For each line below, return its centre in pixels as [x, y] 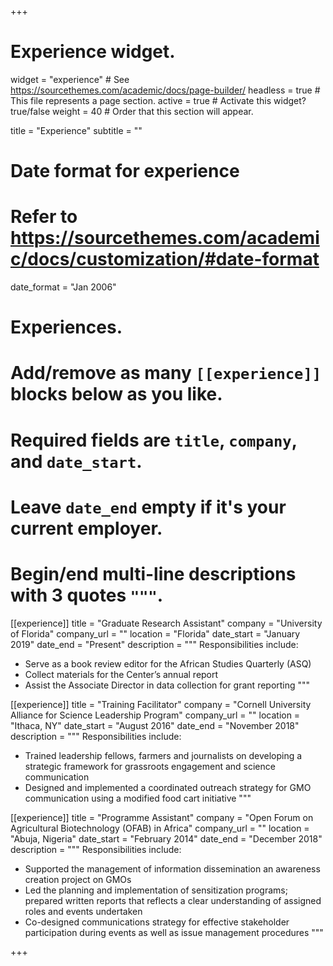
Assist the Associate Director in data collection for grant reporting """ [167, 685]
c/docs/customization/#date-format [165, 259]
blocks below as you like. [116, 394]
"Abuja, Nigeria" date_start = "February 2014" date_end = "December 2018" [166, 838]
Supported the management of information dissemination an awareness [172, 868]
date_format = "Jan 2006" [63, 287]
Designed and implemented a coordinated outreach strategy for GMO [168, 787]
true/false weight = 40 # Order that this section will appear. [132, 111]
